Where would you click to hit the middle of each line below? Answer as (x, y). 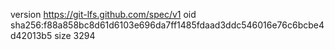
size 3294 (75, 35)
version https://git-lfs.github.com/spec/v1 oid (103, 14)
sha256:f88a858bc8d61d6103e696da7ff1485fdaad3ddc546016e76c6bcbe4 (167, 25)
